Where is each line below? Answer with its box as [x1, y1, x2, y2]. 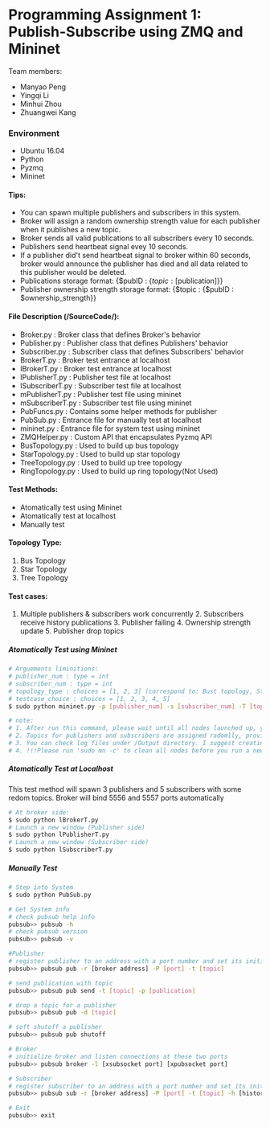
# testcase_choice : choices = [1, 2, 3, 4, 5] [8, 695, 171, 703]
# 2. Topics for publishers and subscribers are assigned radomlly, [8, 732, 243, 740]
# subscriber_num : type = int [8, 679, 113, 688]
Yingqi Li [19, 90, 50, 100]
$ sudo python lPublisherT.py [8, 830, 110, 839]
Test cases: [8, 591, 48, 600]
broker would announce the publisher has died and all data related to [19, 259, 248, 268]
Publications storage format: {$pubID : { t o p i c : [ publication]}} [19, 276, 223, 286]
